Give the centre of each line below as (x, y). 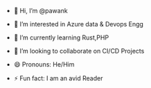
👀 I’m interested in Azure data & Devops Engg (79, 24)
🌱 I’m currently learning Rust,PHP (61, 37)
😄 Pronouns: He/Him (44, 64)
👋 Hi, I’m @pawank (41, 11)
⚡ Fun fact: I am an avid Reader (58, 78)
